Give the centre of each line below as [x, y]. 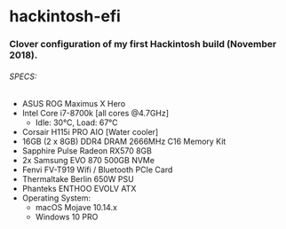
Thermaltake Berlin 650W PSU [78, 179]
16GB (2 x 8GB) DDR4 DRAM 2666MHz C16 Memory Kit [124, 142]
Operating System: [56, 198]
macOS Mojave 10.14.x [76, 208]
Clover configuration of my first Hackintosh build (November [143, 44]
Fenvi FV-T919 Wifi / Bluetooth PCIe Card [97, 170]
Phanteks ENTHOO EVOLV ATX [79, 189]
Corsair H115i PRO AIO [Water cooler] [90, 132]
